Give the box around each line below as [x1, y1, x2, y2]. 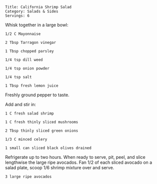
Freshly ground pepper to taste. [5, 92, 70, 98]
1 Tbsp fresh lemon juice [5, 83, 58, 88]
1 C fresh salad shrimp [5, 111, 54, 116]
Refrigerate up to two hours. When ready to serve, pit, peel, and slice [5, 154, 146, 160]
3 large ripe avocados [5, 174, 52, 179]
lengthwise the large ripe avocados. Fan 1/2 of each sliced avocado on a [5, 159, 152, 165]
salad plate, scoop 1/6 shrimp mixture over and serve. [5, 165, 115, 170]
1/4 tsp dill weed [5, 57, 43, 62]
